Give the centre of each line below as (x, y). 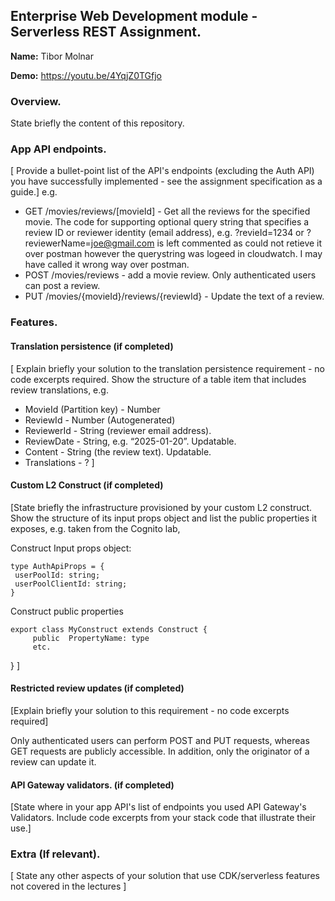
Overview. (36, 101)
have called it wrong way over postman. (107, 265)
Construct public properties (67, 611)
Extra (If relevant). (55, 854)
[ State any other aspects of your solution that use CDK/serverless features (165, 876)
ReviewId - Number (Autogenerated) (100, 420)
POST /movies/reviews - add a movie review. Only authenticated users (170, 275)
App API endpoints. (58, 149)
